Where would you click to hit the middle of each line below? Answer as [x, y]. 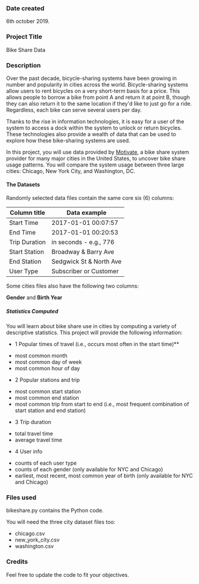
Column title [28, 213]
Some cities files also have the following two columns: [72, 286]
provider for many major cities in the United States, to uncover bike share [96, 158]
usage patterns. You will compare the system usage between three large [95, 165]
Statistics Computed [32, 311]
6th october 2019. [28, 21]
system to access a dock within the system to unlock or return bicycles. [94, 128]
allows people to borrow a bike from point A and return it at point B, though [98, 97]
